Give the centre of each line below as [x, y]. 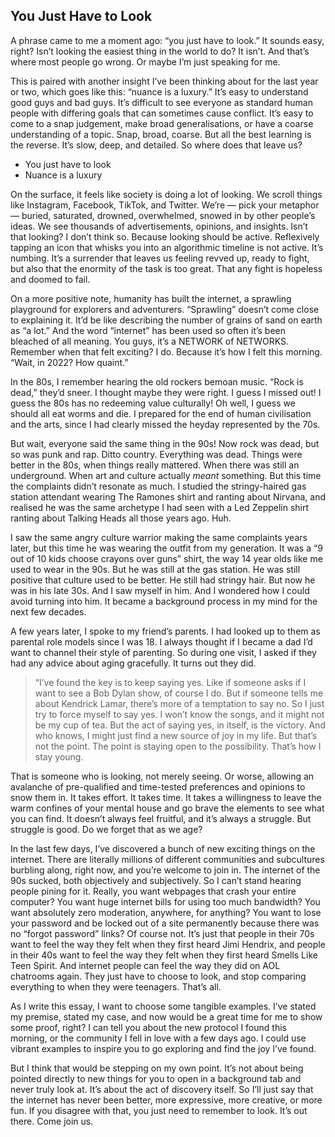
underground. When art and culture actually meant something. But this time [166, 475]
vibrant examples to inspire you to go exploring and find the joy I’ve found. [163, 1048]
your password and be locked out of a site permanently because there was [165, 923]
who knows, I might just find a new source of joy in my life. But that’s [176, 735]
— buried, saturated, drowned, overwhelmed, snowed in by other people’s [163, 215]
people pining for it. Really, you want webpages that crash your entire [153, 891]
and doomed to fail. [50, 279]
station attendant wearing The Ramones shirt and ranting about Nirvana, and [168, 496]
